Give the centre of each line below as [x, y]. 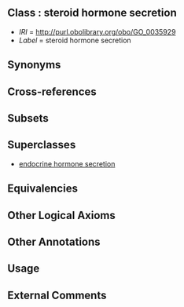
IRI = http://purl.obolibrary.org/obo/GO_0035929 [97, 31]
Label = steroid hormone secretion [75, 40]
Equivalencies [42, 189]
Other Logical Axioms [61, 215]
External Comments [57, 295]
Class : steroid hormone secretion [92, 13]
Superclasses [42, 145]
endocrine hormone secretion [67, 163]
